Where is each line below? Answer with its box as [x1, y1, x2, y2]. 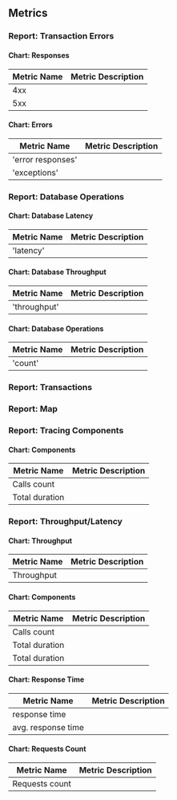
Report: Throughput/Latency [8, 516, 123, 527]
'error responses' [12, 154, 78, 165]
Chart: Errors [8, 120, 54, 129]
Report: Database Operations [8, 191, 124, 202]
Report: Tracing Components [8, 425, 124, 437]
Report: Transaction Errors [8, 31, 115, 42]
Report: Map [8, 404, 58, 415]
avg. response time [12, 721, 84, 732]
